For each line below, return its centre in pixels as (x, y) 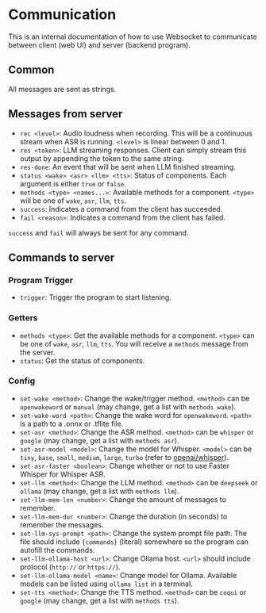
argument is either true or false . (73, 183)
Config (22, 381)
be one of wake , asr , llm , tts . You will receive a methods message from (134, 343)
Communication (62, 15)
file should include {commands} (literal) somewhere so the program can (134, 542)
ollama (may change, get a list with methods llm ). (99, 491)
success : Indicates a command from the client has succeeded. (121, 209)
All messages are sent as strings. (62, 89)
